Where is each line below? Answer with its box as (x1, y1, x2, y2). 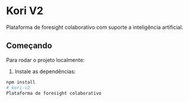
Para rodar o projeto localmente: (6, 56, 85, 63)
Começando (6, 41, 53, 51)
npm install (6, 79, 35, 85)
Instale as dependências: (14, 68, 76, 75)
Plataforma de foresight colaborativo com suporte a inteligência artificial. (6, 24, 184, 31)
